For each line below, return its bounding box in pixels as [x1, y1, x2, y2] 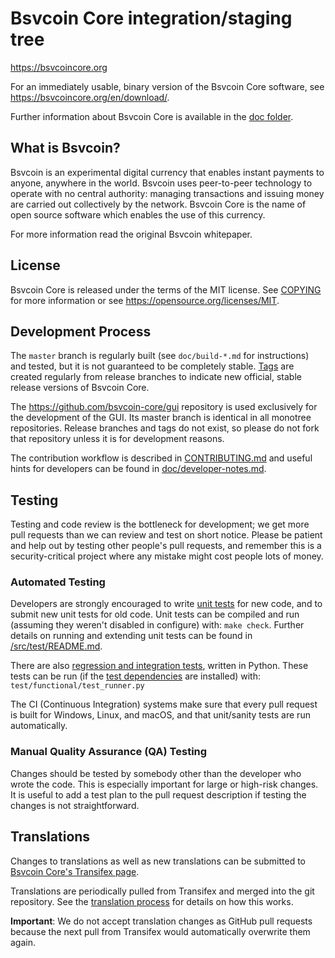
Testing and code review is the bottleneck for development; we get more [10, 518, 310, 531]
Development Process [10, 323, 152, 340]
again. [10, 936, 37, 948]
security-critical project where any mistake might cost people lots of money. [10, 550, 324, 562]
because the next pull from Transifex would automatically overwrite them [10, 925, 311, 937]
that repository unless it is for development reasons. [10, 433, 225, 445]
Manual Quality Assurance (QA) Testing [10, 745, 208, 759]
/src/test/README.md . [10, 640, 103, 652]
